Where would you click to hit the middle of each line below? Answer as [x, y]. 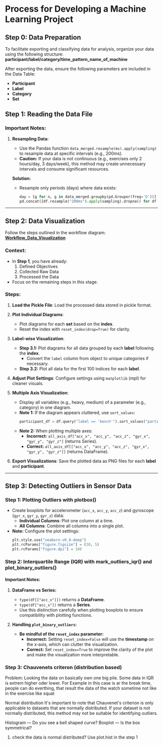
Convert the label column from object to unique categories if [88, 358]
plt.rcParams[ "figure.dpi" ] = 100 [47, 549]
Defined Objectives [39, 266]
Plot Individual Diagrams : [38, 314]
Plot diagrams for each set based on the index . [66, 324]
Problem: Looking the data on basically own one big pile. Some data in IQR [79, 678]
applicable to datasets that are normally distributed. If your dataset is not [78, 708]
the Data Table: [20, 74]
